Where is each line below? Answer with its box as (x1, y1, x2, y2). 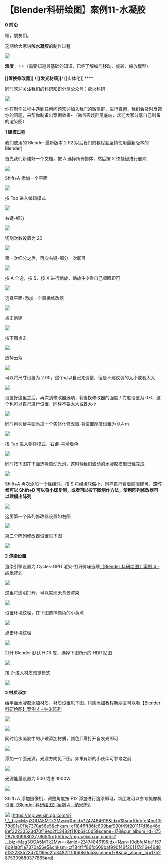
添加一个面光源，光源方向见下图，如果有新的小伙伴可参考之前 (5, 755, 132, 761)
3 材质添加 (5, 689, 27, 695)
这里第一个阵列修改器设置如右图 (5, 513, 71, 519)
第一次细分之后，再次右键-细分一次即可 (5, 255, 86, 261)
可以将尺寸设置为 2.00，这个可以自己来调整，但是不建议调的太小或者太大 (5, 374, 155, 380)
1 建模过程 (5, 129, 26, 135)
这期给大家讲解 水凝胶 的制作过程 (5, 43, 71, 49)
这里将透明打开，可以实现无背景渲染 (5, 589, 80, 596)
